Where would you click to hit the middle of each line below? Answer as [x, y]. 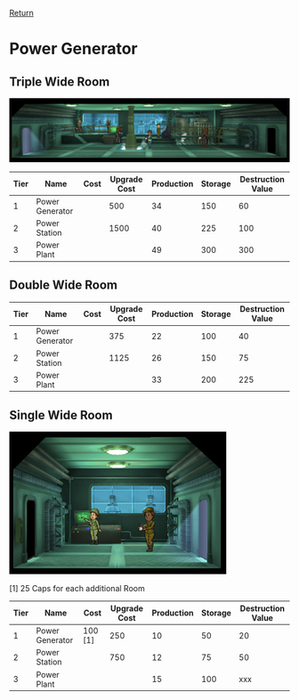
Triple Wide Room [60, 81]
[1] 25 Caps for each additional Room [77, 589]
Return [21, 13]
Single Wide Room [61, 415]
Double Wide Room [64, 285]
